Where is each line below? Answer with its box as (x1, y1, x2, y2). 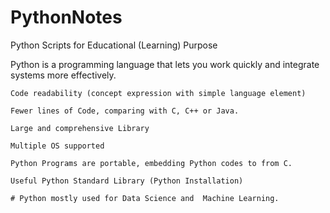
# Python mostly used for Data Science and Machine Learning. (10, 193, 280, 203)
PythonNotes (10, 6, 123, 29)
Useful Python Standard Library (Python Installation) (10, 176, 244, 186)
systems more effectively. (10, 69, 117, 81)
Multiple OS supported (10, 141, 105, 151)
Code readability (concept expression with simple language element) (10, 88, 307, 98)
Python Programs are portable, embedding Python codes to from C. (10, 158, 293, 168)
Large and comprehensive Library (10, 123, 150, 133)
